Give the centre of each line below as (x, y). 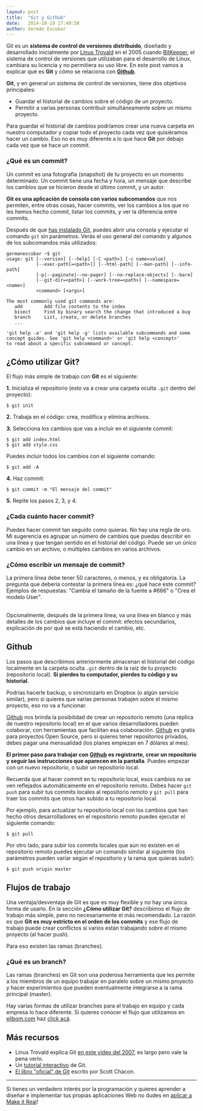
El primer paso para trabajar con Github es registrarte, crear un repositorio (101, 754)
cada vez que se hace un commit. (48, 145)
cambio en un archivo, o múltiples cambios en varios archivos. (84, 549)
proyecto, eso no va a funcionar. (47, 705)
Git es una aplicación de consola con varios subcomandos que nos (92, 199)
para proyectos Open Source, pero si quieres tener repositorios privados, (97, 736)
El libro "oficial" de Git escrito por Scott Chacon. (75, 1071)
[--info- (182, 264)
